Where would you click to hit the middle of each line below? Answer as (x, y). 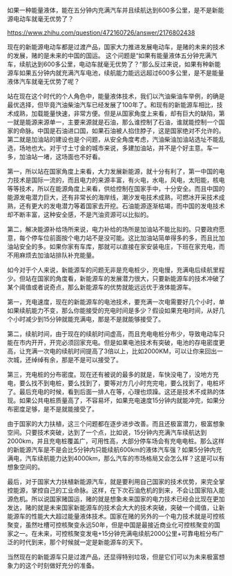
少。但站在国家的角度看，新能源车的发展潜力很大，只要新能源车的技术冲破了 (116, 278)
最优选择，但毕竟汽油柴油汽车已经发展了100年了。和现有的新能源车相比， (112, 105)
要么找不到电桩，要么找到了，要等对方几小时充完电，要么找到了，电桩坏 (122, 383)
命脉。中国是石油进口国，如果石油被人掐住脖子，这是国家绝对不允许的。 (122, 131)
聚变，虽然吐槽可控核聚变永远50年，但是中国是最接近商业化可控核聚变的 (111, 525)
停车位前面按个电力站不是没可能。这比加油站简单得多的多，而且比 (125, 238)
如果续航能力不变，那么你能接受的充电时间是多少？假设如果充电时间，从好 (113, 310)
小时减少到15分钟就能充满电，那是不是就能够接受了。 (88, 319)
